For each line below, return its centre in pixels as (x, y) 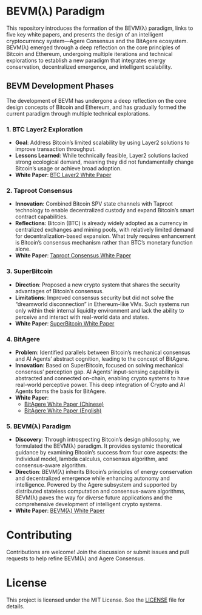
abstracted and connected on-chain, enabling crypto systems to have (102, 378)
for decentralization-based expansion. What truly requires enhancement (105, 236)
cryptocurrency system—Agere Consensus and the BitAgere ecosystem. (97, 41)
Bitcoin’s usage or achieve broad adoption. (68, 169)
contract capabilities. (41, 217)
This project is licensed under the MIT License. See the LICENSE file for (96, 600)
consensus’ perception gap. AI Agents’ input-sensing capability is (97, 372)
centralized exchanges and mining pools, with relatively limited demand (104, 230)
